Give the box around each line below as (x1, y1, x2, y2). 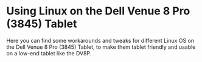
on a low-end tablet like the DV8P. (6, 49, 92, 57)
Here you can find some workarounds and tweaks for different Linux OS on (6, 37, 195, 44)
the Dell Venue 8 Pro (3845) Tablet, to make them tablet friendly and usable (6, 43, 196, 51)
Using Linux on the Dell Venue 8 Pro (6, 4, 190, 18)
